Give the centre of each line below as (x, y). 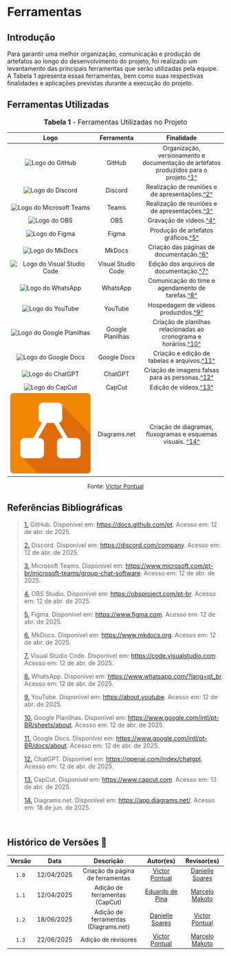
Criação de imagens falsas (181, 370)
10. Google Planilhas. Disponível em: (75, 717)
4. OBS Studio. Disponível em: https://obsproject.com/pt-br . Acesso (120, 593)
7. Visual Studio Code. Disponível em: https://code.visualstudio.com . (121, 655)
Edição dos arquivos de (181, 264)
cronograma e (181, 336)
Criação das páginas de (181, 247)
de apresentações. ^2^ (181, 194)
